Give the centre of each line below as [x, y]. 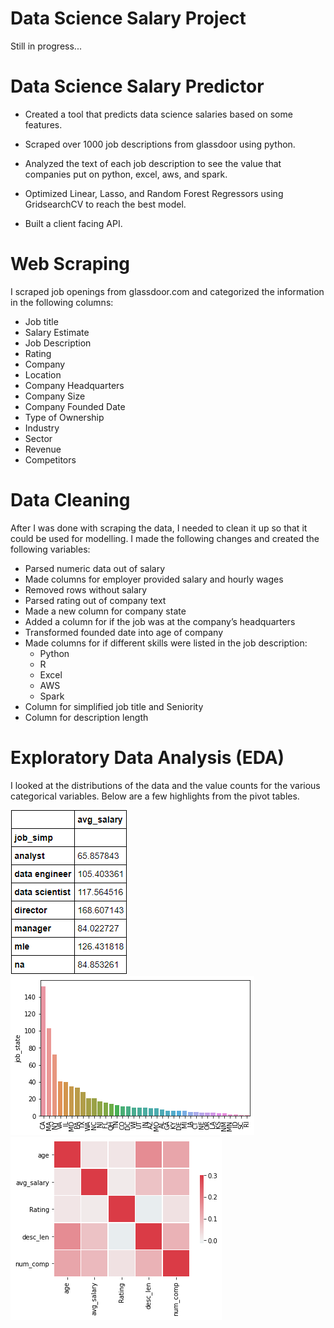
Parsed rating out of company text [95, 600]
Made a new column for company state [105, 611]
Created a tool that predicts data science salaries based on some [158, 114]
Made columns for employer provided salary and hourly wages [154, 579]
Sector [38, 438]
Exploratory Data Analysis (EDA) [147, 757]
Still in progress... [46, 46]
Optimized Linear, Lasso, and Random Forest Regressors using [154, 193]
